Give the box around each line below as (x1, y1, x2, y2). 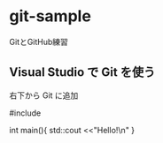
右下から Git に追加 (9, 90, 79, 101)
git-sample (9, 6, 91, 26)
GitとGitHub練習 (9, 36, 69, 47)
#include (9, 108, 42, 118)
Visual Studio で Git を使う (9, 64, 156, 80)
